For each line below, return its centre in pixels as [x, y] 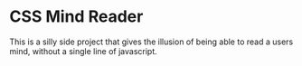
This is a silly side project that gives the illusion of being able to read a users [151, 42]
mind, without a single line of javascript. [84, 51]
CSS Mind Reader [76, 17]
